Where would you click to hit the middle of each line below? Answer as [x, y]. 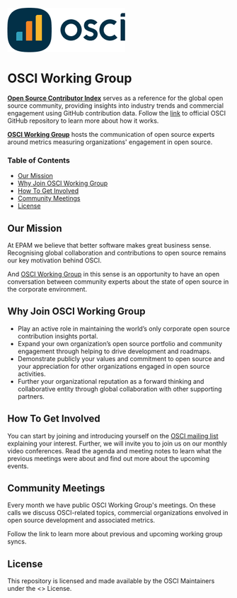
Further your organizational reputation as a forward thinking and [111, 381]
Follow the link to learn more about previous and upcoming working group [115, 534]
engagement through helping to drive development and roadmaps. [114, 351]
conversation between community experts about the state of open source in [118, 282]
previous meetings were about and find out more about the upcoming [109, 458]
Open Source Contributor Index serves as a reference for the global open [115, 98]
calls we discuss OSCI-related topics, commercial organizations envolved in [118, 513]
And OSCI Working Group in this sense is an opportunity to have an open [114, 275]
